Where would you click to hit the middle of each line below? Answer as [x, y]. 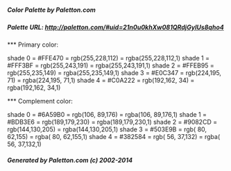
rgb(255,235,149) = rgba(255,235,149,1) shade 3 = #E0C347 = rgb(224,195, [114, 73]
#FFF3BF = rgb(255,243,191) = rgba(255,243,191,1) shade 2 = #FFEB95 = [111, 65]
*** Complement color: [40, 101]
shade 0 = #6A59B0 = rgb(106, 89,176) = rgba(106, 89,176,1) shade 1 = [107, 115]
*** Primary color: [33, 44]
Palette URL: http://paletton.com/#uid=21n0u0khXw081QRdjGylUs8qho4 [115, 27]
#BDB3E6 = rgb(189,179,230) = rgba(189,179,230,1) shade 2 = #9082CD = [112, 122]
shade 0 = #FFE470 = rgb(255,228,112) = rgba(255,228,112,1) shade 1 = [109, 58]
